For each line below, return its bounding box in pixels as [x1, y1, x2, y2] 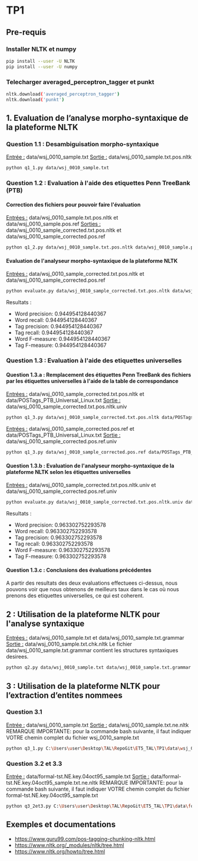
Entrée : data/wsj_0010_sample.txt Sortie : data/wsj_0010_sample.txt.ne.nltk [6, 721, 189, 728]
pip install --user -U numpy [6, 63, 78, 70]
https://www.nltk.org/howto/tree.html [14, 847, 105, 855]
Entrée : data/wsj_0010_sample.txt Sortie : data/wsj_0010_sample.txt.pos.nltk [6, 153, 192, 160]
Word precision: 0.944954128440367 [14, 310, 107, 317]
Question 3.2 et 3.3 [6, 759, 62, 768]
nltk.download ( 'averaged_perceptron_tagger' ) [6, 91, 120, 97]
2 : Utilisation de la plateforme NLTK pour [6, 609, 160, 619]
